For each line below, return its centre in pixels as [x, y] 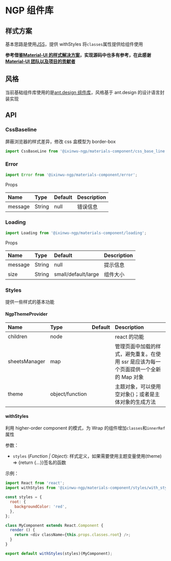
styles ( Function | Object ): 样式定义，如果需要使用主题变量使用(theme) [87, 456]
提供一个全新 [146, 369]
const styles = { [24, 497]
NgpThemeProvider [26, 314]
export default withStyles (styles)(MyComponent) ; [59, 553]
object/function [68, 394]
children [18, 337]
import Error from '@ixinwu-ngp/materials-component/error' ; [72, 175]
